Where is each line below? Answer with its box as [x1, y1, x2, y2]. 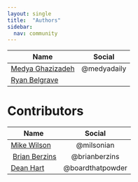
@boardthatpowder [62, 163, 127, 173]
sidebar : [7, 23, 33, 30]
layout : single [7, 10, 52, 17]
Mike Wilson [11, 141, 51, 150]
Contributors [7, 103, 84, 119]
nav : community [13, 29, 58, 37]
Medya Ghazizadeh [11, 64, 75, 73]
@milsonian [76, 141, 115, 150]
